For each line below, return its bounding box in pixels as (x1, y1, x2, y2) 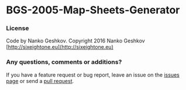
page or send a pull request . (6, 77, 74, 84)
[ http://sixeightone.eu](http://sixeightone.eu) (6, 44, 114, 51)
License (6, 24, 29, 33)
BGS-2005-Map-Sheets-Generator (6, 3, 180, 17)
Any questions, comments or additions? (6, 58, 122, 66)
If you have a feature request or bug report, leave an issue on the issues (6, 71, 180, 78)
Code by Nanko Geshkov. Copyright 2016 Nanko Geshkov (6, 37, 145, 44)
